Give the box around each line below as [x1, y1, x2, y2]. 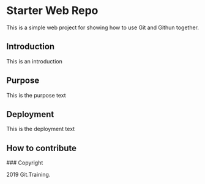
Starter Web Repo [6, 4, 99, 18]
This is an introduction [6, 57, 62, 65]
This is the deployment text [6, 126, 75, 133]
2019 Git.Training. [6, 171, 51, 179]
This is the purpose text [6, 91, 66, 99]
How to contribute [6, 143, 77, 153]
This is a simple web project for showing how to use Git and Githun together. [6, 24, 199, 31]
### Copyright [6, 159, 43, 166]
